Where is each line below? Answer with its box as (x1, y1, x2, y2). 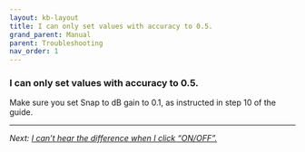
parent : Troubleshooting (9, 38, 103, 48)
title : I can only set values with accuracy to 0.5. (9, 22, 213, 31)
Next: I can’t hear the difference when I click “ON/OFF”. (9, 133, 218, 144)
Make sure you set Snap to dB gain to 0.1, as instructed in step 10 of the (9, 97, 277, 109)
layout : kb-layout (9, 13, 79, 23)
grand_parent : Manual (9, 30, 92, 39)
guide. (9, 107, 34, 118)
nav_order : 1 (9, 47, 59, 56)
